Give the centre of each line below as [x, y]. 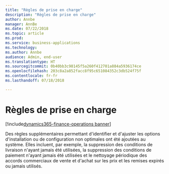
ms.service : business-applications [43, 43]
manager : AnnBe [21, 24]
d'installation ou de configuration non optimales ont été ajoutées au [75, 139]
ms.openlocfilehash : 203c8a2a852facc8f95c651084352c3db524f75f [73, 71]
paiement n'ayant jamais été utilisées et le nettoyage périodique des [76, 155]
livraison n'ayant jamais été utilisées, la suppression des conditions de [78, 150]
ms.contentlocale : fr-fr [31, 76]
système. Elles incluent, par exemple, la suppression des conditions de [79, 144]
